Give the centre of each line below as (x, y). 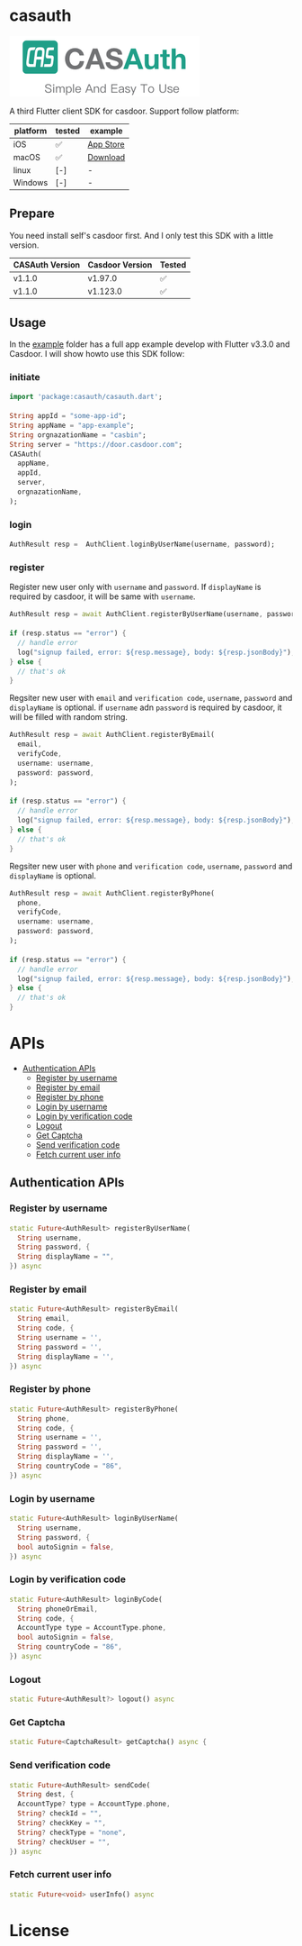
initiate (25, 377)
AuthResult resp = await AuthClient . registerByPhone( (112, 893)
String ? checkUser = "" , (64, 1842)
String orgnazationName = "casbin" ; (78, 435)
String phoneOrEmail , (58, 1609)
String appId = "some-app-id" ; (68, 416)
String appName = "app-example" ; (72, 425)
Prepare (32, 214)
